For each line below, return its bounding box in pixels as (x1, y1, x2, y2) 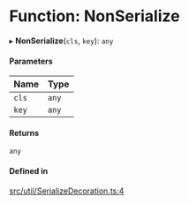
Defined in (9, 165, 49, 176)
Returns (9, 127, 40, 138)
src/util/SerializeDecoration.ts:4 (9, 185, 125, 196)
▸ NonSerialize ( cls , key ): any (9, 35, 114, 46)
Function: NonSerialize (9, 6, 180, 26)
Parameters (9, 56, 53, 66)
